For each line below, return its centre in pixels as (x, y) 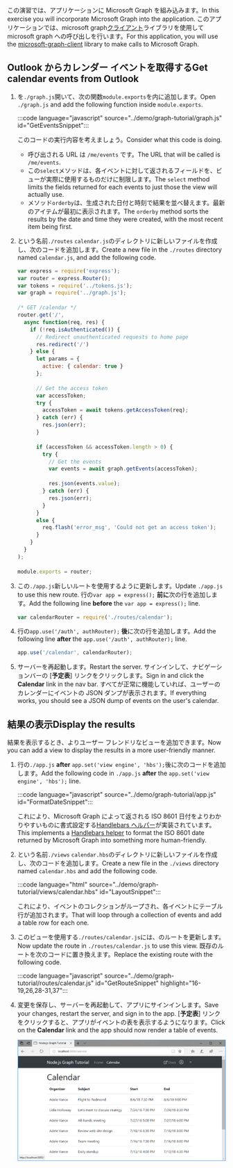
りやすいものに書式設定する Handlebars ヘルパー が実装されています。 (116, 825)
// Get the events (75, 462)
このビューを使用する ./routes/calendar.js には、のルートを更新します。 (121, 937)
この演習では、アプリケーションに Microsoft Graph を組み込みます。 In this (113, 10)
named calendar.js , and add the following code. (87, 257)
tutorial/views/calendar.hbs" (58, 892)
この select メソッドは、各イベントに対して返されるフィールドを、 (122, 170)
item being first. (50, 226)
